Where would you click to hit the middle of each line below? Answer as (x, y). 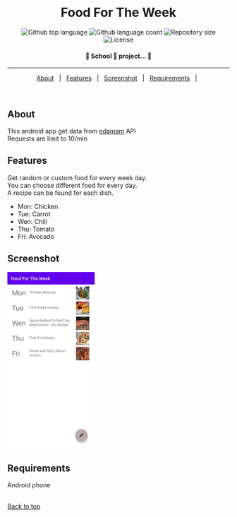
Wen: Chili (32, 221)
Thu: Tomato (36, 229)
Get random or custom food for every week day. (77, 177)
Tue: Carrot (34, 214)
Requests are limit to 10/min (48, 138)
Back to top (24, 506)
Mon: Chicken (38, 206)
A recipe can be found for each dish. (61, 193)
